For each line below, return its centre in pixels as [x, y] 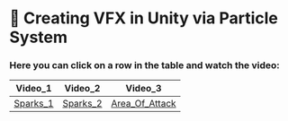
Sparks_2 [82, 104]
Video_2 [82, 89]
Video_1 [34, 89]
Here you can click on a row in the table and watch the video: [145, 65]
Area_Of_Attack [144, 104]
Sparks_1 [34, 104]
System [39, 37]
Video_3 [144, 89]
